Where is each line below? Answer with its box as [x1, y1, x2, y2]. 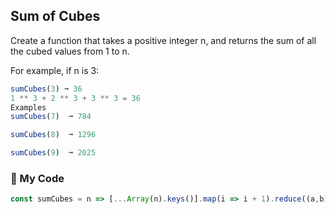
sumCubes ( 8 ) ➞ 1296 [10, 130, 97, 140]
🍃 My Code [10, 171, 65, 185]
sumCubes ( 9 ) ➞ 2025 [10, 148, 97, 158]
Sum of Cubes [10, 8, 101, 25]
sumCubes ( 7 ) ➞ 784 [10, 112, 92, 122]
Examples [10, 102, 47, 113]
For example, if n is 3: [10, 64, 100, 76]
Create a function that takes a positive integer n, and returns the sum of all [10, 34, 317, 46]
